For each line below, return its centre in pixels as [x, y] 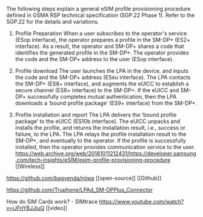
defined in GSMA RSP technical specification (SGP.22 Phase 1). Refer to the [101, 15]
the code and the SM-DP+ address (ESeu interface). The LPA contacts [103, 77]
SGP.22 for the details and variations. [53, 22]
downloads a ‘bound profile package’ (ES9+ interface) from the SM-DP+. [106, 103]
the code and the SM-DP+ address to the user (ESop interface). [94, 59]
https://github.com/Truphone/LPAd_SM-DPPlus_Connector [80, 190]
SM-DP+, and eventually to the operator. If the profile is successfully [101, 141]
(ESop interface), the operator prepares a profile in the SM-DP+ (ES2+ [103, 40]
